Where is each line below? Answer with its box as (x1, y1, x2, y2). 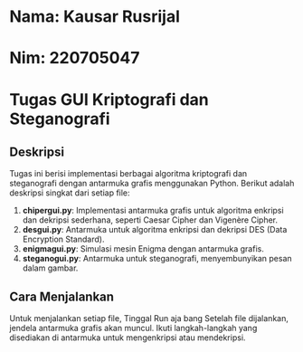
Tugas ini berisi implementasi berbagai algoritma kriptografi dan (9, 168, 248, 179)
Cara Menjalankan (9, 289, 115, 304)
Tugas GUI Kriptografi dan (9, 89, 210, 109)
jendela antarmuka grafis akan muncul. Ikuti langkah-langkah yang (9, 323, 258, 334)
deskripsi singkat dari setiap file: (9, 187, 130, 198)
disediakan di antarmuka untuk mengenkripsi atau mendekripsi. (9, 332, 246, 343)
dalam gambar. (22, 262, 79, 273)
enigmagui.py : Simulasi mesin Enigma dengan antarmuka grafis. (22, 243, 264, 254)
